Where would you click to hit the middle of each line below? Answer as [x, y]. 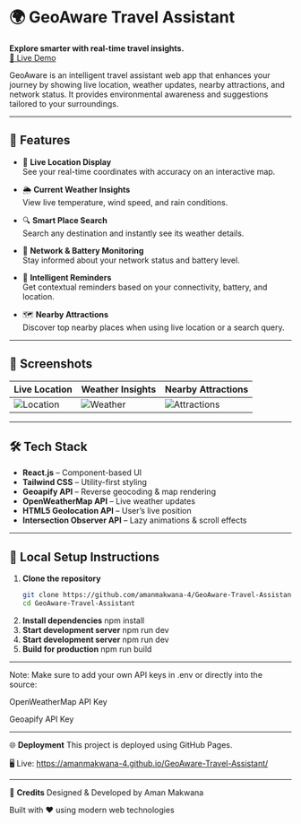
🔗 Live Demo [33, 57]
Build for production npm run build [87, 649]
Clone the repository [61, 578]
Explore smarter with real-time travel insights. [97, 48]
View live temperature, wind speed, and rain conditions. [125, 202]
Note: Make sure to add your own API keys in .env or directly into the [136, 674]
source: [23, 684]
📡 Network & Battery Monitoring [83, 250]
